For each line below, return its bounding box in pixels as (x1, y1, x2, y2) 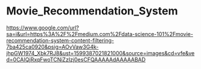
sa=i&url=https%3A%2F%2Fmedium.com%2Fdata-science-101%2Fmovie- (6, 30, 193, 37)
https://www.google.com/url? (6, 24, 80, 31)
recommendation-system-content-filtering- (6, 37, 115, 44)
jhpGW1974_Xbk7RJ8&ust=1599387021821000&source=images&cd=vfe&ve (6, 49, 195, 56)
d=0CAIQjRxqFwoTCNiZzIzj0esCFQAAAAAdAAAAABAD (6, 56, 146, 63)
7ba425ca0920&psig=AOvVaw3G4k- (6, 43, 99, 50)
